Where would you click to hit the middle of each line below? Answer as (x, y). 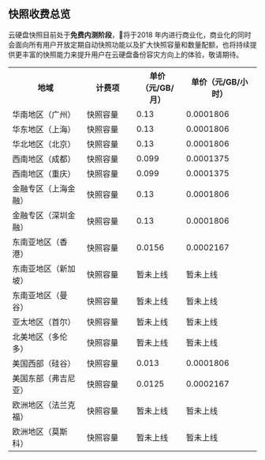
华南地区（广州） (44, 115)
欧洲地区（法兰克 (44, 405)
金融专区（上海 (40, 188)
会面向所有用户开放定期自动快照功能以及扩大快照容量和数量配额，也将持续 (129, 44)
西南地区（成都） (44, 159)
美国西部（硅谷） (44, 364)
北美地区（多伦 (40, 337)
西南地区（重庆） (44, 174)
